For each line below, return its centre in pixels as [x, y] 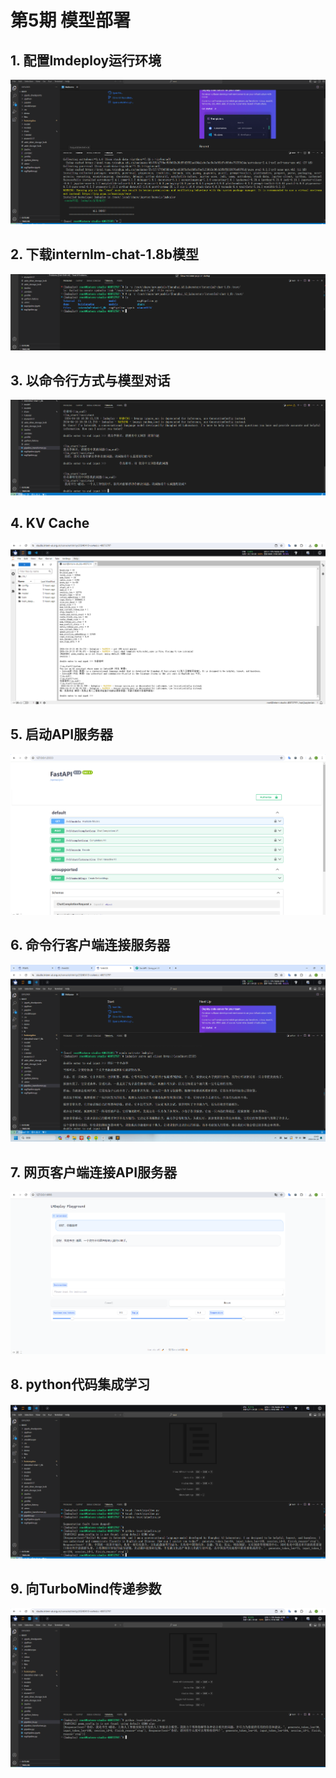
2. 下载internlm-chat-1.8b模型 [104, 254]
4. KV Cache [50, 523]
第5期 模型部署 [71, 20]
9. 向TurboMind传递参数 [86, 1589]
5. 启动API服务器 [62, 734]
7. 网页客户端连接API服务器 [94, 1172]
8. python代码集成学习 [80, 1384]
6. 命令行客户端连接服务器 [90, 945]
